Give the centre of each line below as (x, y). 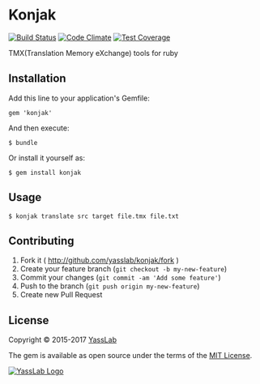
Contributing (41, 241)
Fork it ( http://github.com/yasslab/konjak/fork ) (100, 260)
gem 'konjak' (30, 113)
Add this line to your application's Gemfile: (79, 98)
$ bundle (23, 143)
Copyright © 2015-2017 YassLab (63, 340)
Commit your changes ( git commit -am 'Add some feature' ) (120, 278)
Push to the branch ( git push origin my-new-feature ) (110, 286)
